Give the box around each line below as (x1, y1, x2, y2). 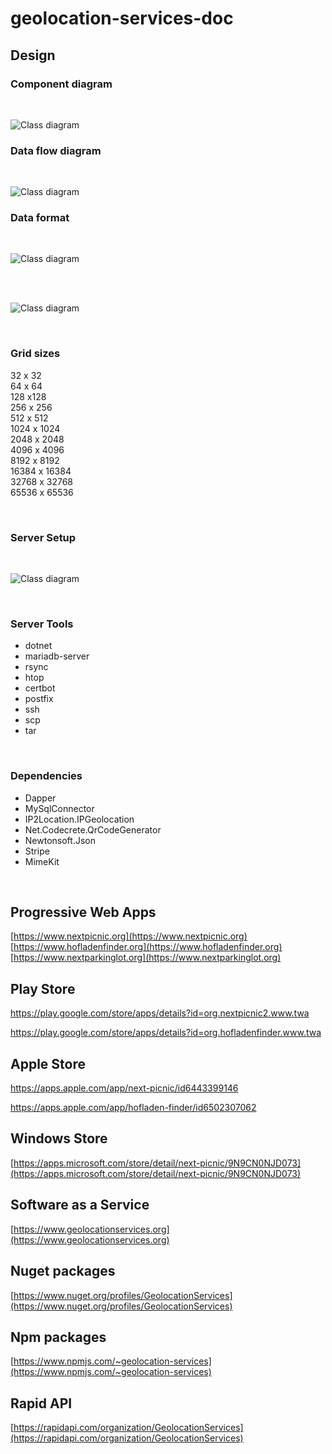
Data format (10, 211, 70, 225)
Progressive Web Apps (10, 904, 157, 921)
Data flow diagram (10, 143, 102, 157)
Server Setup (10, 530, 77, 544)
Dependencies (10, 769, 83, 783)
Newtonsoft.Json (24, 834, 96, 846)
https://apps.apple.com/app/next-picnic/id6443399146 (10, 1082, 239, 1094)
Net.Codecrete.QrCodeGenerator (24, 823, 162, 836)
